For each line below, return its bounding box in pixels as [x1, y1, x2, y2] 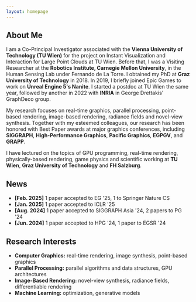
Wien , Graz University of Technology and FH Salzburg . [6, 162, 142, 169]
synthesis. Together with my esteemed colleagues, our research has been [6, 120, 185, 127]
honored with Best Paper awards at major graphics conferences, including [6, 125, 185, 133]
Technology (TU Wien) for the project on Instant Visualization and [6, 52, 166, 59]
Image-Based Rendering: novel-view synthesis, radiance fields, [14, 277, 170, 284]
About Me [6, 30, 43, 40]
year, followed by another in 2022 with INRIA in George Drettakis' [6, 89, 164, 97]
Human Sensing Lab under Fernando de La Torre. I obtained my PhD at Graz [6, 71, 190, 78]
